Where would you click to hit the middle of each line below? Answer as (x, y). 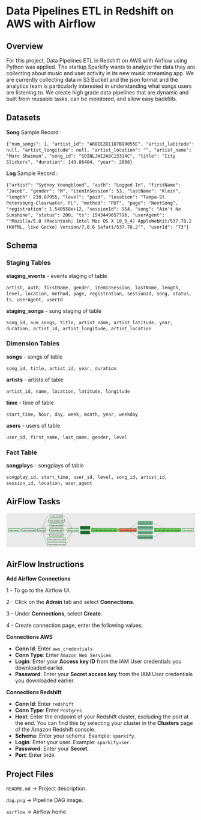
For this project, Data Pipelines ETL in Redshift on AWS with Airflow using (97, 60)
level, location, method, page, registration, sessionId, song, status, (99, 294)
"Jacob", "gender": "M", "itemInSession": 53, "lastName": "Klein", (94, 191)
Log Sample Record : (32, 173)
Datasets (23, 118)
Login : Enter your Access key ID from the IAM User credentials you (98, 661)
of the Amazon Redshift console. (55, 730)
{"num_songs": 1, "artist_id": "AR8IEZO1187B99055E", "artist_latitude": (100, 144)
